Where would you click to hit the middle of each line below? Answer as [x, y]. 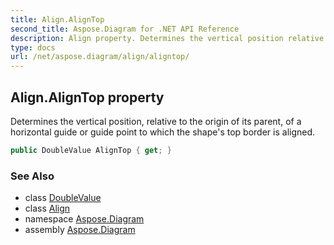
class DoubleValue [63, 198]
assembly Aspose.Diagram [80, 230]
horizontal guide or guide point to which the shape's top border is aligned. [163, 132]
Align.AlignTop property [87, 97]
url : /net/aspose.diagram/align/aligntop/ [100, 57]
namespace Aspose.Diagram [84, 219]
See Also [32, 176]
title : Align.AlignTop [57, 19]
